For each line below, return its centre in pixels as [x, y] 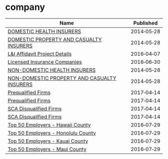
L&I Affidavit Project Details [39, 54]
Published [145, 23]
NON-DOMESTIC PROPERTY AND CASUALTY [62, 78]
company [25, 7]
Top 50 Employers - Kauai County [48, 141]
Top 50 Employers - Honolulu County [52, 133]
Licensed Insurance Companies [45, 62]
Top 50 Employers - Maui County [47, 149]
